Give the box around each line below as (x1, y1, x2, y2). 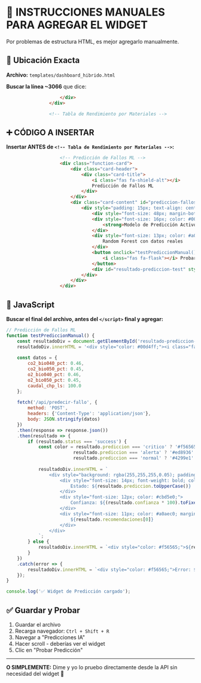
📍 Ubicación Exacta (6, 55, 80, 65)
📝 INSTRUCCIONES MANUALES (6, 5, 166, 19)
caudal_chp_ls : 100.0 (28, 383, 82, 389)
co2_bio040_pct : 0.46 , (28, 361, 84, 367)
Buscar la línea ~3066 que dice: (6, 83, 87, 90)
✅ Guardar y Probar (6, 605, 81, 615)
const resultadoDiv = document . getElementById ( (17, 338, 138, 344)
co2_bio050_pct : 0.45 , (28, 366, 84, 372)
